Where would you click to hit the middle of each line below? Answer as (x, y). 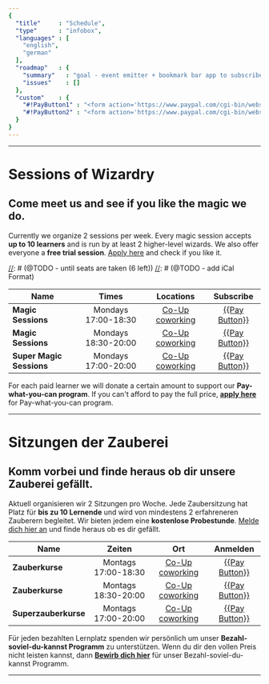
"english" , (41, 46)
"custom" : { (42, 98)
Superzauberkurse (49, 613)
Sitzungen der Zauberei (88, 442)
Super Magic (37, 355)
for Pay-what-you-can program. (61, 402)
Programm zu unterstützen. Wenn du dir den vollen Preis (163, 646)
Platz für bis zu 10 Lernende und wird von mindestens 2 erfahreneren (123, 512)
